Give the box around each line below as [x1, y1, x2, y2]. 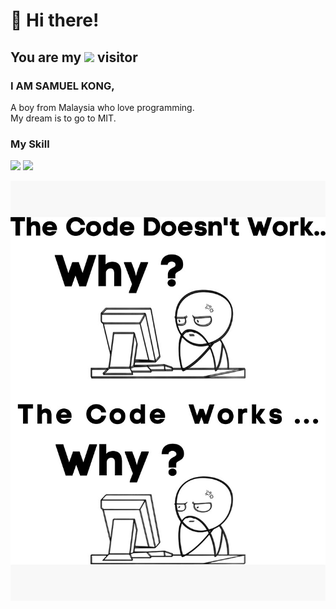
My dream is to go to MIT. [10, 112, 117, 124]
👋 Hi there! [10, 9, 100, 32]
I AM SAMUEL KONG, [10, 79, 115, 93]
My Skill [10, 137, 50, 151]
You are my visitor [10, 49, 138, 66]
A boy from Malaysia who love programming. [10, 101, 195, 113]
